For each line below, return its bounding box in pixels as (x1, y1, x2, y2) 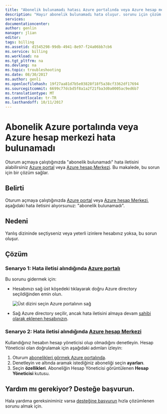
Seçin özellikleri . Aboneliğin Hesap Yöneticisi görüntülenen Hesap (12, 365, 149, 371)
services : (5, 16, 26, 21)
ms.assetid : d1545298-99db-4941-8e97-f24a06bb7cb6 (5, 44, 112, 49)
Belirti (5, 184, 24, 192)
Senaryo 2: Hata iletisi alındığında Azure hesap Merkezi (5, 328, 142, 335)
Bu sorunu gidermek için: (5, 276, 57, 282)
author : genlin (5, 26, 37, 31)
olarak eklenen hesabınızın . (12, 316, 69, 322)
